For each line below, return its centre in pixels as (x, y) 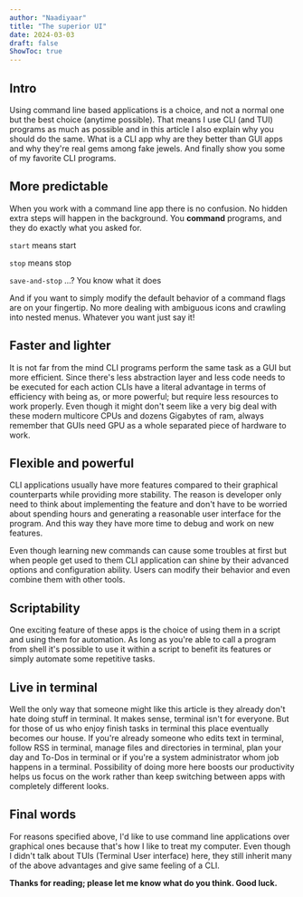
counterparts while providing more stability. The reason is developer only (146, 495)
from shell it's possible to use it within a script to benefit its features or (141, 650)
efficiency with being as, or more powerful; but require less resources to (144, 396)
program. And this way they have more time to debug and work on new (142, 524)
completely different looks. (59, 786)
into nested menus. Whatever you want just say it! (102, 317)
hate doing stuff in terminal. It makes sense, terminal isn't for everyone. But (149, 719)
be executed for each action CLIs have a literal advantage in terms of (138, 387)
